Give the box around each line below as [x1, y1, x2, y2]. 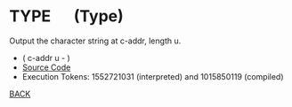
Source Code [21, 62, 71, 73]
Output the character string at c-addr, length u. [9, 35, 182, 46]
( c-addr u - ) [21, 52, 71, 63]
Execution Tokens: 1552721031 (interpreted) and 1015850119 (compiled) [21, 71, 284, 81]
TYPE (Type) [9, 6, 125, 27]
